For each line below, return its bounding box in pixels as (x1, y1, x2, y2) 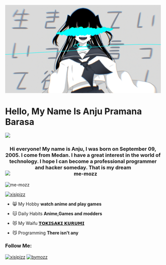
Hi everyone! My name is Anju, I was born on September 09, (9, 145, 157, 152)
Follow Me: (5, 242, 32, 249)
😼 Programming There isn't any (12, 230, 79, 236)
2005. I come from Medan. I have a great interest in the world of (5, 152, 161, 159)
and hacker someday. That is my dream (35, 164, 131, 171)
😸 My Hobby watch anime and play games (12, 201, 102, 207)
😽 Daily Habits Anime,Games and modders (12, 210, 102, 216)
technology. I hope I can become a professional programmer (9, 158, 157, 165)
